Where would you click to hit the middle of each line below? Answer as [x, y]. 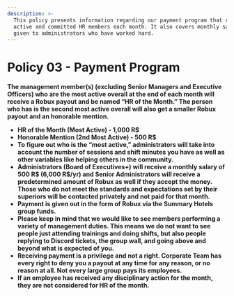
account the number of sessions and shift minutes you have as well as [121, 152]
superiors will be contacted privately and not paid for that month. [114, 196]
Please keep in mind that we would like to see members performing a [119, 219]
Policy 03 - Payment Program [94, 68]
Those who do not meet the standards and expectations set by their [117, 189]
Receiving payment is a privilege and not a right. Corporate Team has [119, 256]
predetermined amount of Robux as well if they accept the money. [115, 182]
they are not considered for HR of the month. [83, 286]
